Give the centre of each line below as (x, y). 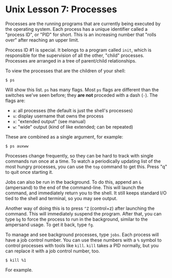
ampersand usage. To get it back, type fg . (50, 225)
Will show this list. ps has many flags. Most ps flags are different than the (82, 90)
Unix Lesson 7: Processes (61, 9)
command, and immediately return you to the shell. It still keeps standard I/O (86, 193)
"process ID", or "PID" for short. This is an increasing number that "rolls (81, 34)
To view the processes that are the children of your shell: (65, 71)
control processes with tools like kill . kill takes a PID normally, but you (82, 245)
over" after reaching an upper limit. (42, 40)
